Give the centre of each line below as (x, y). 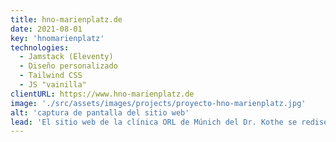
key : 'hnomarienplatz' (57, 38)
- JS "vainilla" (53, 85)
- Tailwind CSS (51, 76)
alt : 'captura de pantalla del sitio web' (100, 112)
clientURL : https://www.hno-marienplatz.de (102, 94)
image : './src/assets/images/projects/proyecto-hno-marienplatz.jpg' (158, 103)
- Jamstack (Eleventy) (66, 57)
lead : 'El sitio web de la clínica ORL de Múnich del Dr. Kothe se (154, 122)
